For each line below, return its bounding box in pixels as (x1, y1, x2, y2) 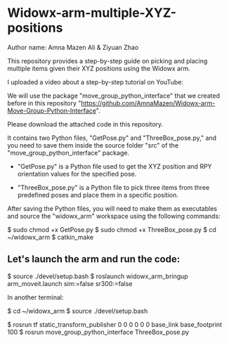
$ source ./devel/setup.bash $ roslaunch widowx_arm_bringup (7, 272, 188, 280)
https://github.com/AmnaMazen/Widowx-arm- (80, 98, 216, 107)
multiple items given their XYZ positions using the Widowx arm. (7, 64, 191, 72)
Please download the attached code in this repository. (7, 119, 164, 128)
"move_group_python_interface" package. (7, 148, 130, 157)
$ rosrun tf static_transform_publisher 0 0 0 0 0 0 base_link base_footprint (7, 320, 223, 328)
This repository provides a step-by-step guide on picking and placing (7, 56, 208, 65)
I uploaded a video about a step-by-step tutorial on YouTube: (7, 77, 184, 86)
